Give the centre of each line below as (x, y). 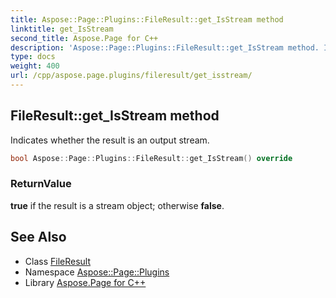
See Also (38, 237)
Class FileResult (58, 261)
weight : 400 (35, 66)
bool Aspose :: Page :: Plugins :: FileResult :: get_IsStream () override (151, 158)
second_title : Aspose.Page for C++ (84, 38)
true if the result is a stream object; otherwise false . (117, 205)
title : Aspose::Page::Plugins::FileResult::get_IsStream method (147, 19)
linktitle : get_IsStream (62, 29)
